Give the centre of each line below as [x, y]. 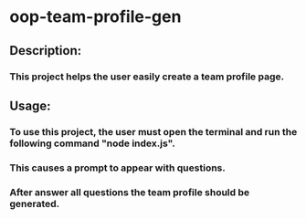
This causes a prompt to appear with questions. [117, 168]
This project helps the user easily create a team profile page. [147, 77]
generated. [35, 203]
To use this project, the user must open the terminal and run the [153, 131]
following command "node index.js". [92, 143]
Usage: [31, 105]
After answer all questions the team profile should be [130, 192]
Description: [46, 51]
